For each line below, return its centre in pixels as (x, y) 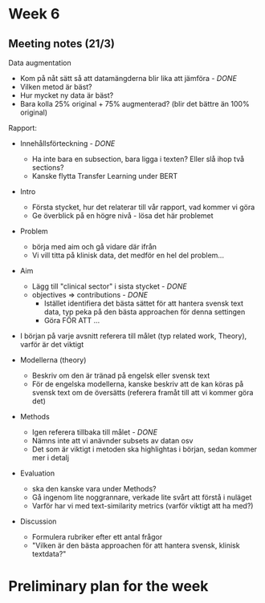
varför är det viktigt (52, 344)
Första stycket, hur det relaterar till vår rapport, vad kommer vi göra (143, 207)
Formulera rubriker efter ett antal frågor (97, 537)
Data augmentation (40, 63)
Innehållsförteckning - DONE (67, 144)
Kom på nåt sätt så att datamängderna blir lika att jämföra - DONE (128, 78)
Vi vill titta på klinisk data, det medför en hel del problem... (128, 255)
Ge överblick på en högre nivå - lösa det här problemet (123, 216)
